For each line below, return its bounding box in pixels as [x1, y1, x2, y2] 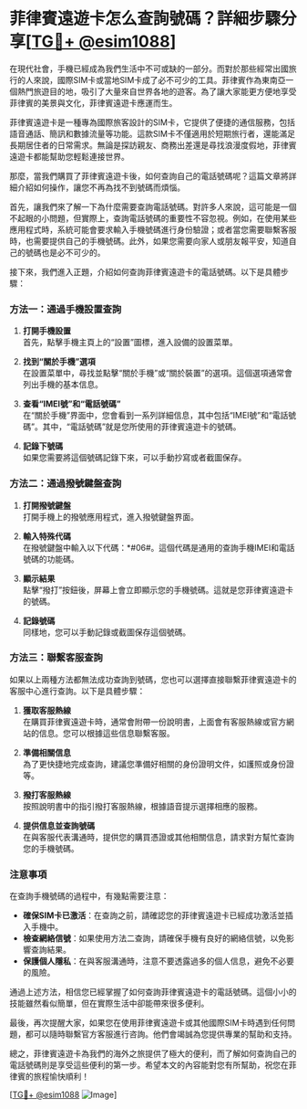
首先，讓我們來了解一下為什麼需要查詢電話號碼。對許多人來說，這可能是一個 [9, 201, 297, 212]
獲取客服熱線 [22, 704, 71, 715]
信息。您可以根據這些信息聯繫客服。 [38, 727, 175, 738]
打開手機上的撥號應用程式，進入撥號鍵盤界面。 [22, 511, 199, 522]
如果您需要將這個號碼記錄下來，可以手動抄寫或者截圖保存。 [22, 452, 247, 463]
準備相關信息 [22, 746, 71, 758]
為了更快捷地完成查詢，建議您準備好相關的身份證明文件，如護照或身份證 [22, 758, 294, 769]
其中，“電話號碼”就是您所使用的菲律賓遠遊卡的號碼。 [42, 421, 241, 432]
